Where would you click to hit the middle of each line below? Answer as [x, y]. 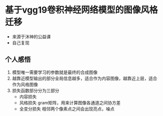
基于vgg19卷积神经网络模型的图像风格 [81, 10]
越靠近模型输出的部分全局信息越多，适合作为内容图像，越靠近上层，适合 [84, 78]
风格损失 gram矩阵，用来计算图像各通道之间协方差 [70, 102]
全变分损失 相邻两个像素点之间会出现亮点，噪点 [67, 109]
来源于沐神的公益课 [31, 37]
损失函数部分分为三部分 [36, 90]
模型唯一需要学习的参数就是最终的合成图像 [55, 72]
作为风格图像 [25, 84]
